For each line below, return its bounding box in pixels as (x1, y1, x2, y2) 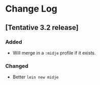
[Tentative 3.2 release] (5, 23, 79, 32)
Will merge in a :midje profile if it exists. (12, 50, 96, 56)
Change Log (5, 3, 57, 15)
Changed (5, 62, 29, 69)
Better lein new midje (12, 74, 59, 80)
